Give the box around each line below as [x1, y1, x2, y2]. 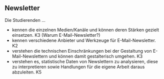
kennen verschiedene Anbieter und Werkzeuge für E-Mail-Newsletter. [11, 37, 156, 43]
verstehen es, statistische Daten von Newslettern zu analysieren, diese [11, 58, 158, 64]
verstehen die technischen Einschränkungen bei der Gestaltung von [11, 48, 152, 54]
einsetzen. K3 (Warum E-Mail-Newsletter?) [11, 32, 100, 38]
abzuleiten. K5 [11, 69, 42, 75]
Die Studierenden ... [4, 17, 46, 23]
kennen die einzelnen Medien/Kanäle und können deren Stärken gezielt [11, 27, 159, 33]
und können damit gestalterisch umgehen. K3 [48, 53, 143, 59]
